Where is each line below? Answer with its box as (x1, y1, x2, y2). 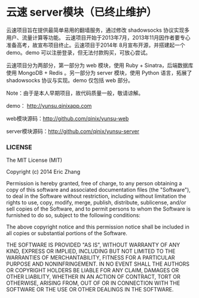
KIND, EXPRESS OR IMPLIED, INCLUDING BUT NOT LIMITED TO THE (6, 248, 176, 255)
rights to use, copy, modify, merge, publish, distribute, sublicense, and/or (6, 199, 186, 206)
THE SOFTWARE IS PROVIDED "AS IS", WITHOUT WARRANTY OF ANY (6, 241, 180, 249)
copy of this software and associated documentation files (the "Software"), (6, 186, 191, 194)
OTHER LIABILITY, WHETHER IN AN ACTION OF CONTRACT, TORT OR (6, 273, 180, 281)
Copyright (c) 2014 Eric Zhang (6, 168, 81, 176)
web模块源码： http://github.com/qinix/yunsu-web (6, 115, 129, 122)
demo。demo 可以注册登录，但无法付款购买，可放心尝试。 (6, 49, 151, 56)
